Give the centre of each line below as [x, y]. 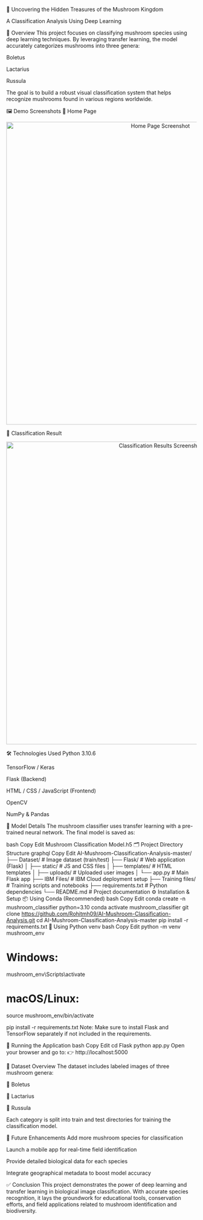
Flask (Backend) [27, 779]
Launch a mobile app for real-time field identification [72, 1149]
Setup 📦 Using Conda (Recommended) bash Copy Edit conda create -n [96, 899]
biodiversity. [22, 1210]
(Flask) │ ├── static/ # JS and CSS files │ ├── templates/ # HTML [89, 866]
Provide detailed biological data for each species [67, 1161]
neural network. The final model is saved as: [80, 832]
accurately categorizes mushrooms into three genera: [73, 46]
